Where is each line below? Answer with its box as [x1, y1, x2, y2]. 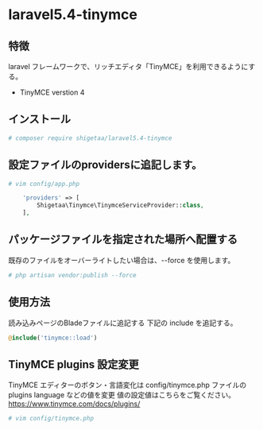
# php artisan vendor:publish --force [8, 271, 137, 279]
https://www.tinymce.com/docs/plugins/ [8, 399, 141, 409]
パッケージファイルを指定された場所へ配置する [8, 233, 238, 246]
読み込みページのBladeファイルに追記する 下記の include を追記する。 [8, 318, 238, 327]
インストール [8, 113, 72, 126]
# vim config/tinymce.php [8, 415, 94, 423]
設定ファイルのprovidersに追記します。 [8, 158, 203, 172]
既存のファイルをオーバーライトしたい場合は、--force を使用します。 [8, 255, 235, 265]
